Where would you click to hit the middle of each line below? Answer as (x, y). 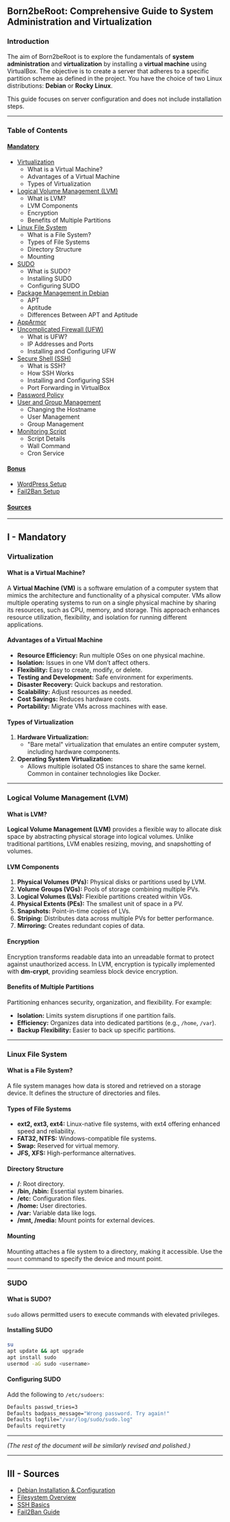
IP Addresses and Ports (60, 344)
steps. (16, 106)
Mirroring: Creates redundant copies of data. (81, 926)
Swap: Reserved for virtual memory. (68, 1146)
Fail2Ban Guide (38, 1512)
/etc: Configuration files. (52, 1199)
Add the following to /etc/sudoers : (56, 1395)
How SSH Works (50, 373)
